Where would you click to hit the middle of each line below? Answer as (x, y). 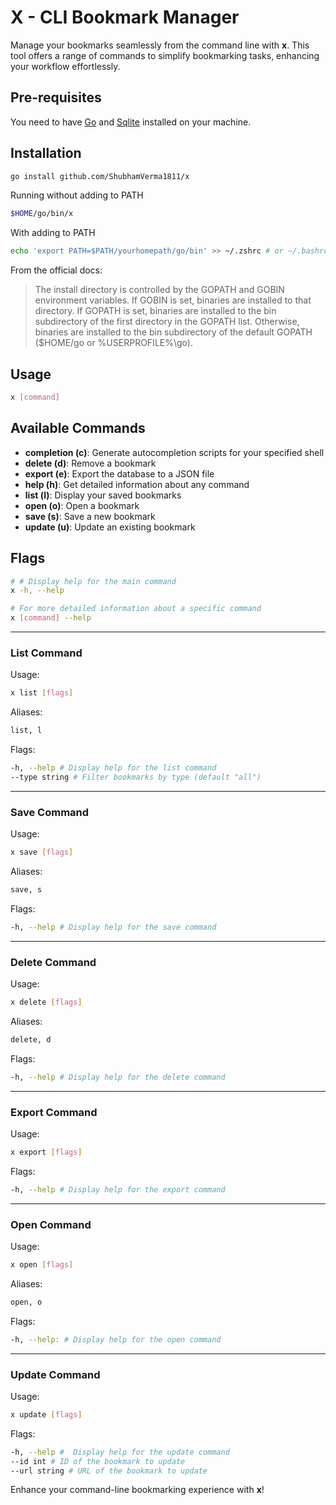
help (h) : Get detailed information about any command (137, 484)
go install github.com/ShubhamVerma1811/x (100, 176)
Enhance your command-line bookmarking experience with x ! (137, 1490)
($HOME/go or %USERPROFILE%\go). (113, 343)
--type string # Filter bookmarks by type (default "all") (136, 777)
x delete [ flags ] (46, 1002)
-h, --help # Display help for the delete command (118, 1077)
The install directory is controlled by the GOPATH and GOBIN (159, 290)
